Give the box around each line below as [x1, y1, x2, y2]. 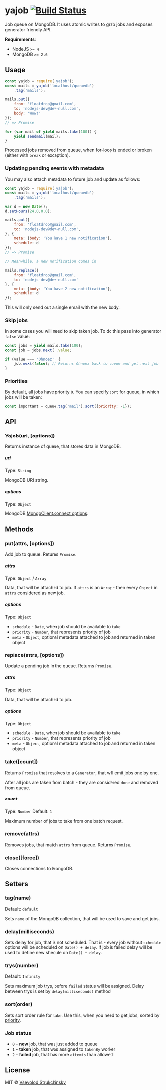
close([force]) [5, 854, 40, 861]
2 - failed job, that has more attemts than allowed [12, 1051, 113, 1057]
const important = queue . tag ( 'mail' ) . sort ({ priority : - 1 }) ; [5, 404, 132, 409]
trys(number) [5, 962, 39, 969]
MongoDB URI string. [5, 477, 49, 483]
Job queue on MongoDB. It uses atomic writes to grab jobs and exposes [5, 21, 153, 27]
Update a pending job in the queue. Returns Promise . [5, 663, 112, 669]
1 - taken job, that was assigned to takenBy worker [12, 1046, 115, 1052]
